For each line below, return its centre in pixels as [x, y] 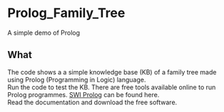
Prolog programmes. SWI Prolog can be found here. [83, 94]
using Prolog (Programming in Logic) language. [77, 79]
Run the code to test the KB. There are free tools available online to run [112, 87]
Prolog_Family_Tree [66, 13]
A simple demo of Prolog [44, 33]
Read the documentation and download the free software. [92, 102]
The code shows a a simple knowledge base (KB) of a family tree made [112, 72]
